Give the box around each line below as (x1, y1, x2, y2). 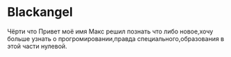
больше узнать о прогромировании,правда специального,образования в (7, 34, 225, 42)
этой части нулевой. (7, 42, 67, 50)
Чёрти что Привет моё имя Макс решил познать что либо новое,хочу (7, 27, 214, 35)
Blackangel (7, 4, 73, 20)
